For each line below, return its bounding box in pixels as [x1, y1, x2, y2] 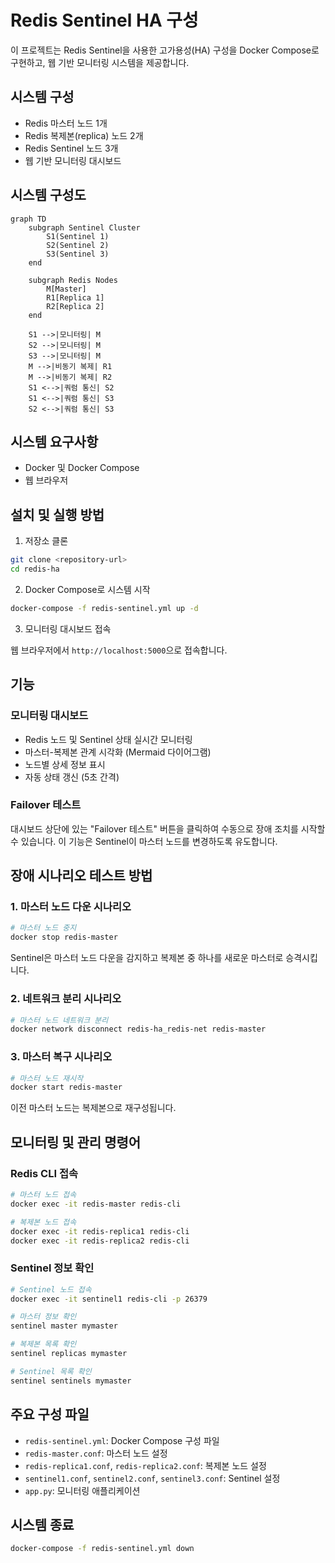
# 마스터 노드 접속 [10, 1190, 77, 1200]
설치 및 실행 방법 [10, 506, 105, 523]
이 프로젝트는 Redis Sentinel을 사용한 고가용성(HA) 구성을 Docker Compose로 [10, 44, 320, 56]
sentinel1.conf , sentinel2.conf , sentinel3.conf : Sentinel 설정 [24, 1472, 281, 1484]
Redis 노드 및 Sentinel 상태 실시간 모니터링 [24, 733, 193, 745]
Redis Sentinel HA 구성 [10, 9, 199, 32]
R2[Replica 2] [46, 301, 105, 311]
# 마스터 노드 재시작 [10, 1073, 84, 1083]
